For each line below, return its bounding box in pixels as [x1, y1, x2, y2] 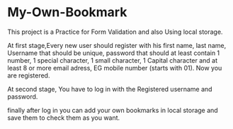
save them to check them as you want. [7, 113, 120, 122]
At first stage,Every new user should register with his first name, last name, [7, 41, 227, 49]
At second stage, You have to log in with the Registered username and [7, 85, 212, 93]
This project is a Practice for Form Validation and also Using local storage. [7, 27, 223, 36]
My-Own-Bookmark [7, 4, 127, 20]
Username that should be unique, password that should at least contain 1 [7, 49, 220, 57]
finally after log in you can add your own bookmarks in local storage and [7, 106, 218, 114]
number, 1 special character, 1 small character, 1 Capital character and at [7, 56, 218, 64]
